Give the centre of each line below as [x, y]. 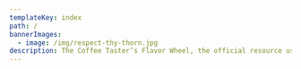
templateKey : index [46, 17]
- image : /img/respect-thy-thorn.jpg [88, 43]
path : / [24, 26]
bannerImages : [36, 34]
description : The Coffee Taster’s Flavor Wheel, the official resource [146, 51]
